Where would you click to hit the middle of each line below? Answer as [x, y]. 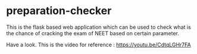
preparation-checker [59, 11]
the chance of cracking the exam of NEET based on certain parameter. [93, 33]
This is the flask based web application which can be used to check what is [99, 27]
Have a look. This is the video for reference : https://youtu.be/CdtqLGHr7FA [99, 45]
